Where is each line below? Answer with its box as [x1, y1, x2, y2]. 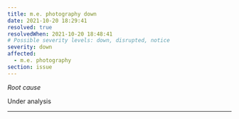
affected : [7, 51, 37, 58]
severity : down [7, 43, 53, 51]
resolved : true [7, 24, 53, 31]
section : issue [7, 63, 53, 71]
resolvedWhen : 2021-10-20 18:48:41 [7, 30, 113, 38]
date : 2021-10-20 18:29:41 [7, 17, 87, 24]
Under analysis [7, 97, 52, 105]
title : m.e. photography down [7, 10, 97, 18]
